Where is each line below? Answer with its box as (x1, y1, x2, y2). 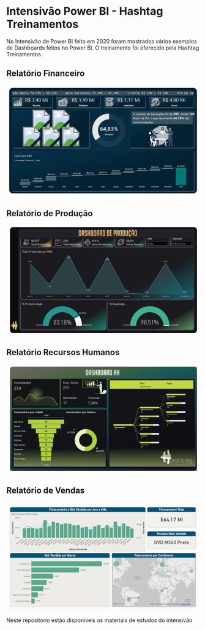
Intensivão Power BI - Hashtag (6, 4, 163, 18)
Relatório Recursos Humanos (6, 347, 120, 358)
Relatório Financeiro (6, 69, 85, 79)
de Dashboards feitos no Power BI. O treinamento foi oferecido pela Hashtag (6, 44, 199, 51)
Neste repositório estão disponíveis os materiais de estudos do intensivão (6, 617, 193, 624)
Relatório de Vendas (6, 486, 85, 496)
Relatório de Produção (6, 208, 93, 219)
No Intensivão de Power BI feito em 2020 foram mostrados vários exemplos (6, 37, 197, 45)
